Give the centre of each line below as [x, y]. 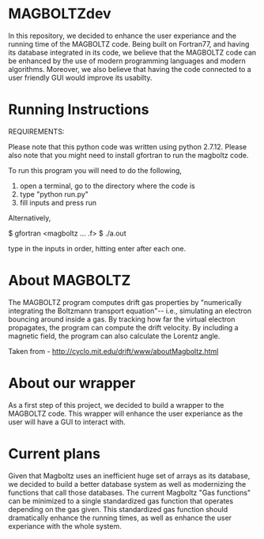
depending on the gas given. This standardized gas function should [118, 509]
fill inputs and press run [58, 202]
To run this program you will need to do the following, [95, 170]
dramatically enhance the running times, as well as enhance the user [120, 518]
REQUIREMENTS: [36, 131]
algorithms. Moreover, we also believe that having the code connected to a [130, 69]
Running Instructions [79, 109]
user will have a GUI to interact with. [67, 422]
